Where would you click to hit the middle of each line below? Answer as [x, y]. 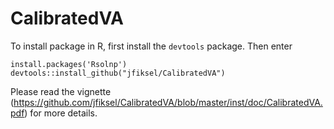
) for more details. [61, 113]
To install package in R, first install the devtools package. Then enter [151, 46]
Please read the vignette [61, 91]
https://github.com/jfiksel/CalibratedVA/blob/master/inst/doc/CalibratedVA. [168, 102]
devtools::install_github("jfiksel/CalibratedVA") [118, 73]
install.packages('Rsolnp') [69, 64]
